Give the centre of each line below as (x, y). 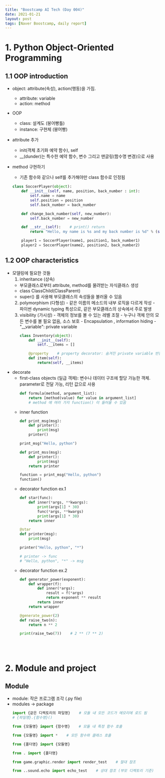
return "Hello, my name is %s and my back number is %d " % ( (94, 232)
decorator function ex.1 (43, 489)
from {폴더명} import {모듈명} (41, 744)
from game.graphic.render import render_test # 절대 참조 (74, 762)
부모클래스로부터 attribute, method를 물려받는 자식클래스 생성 (79, 285)
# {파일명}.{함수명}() (32, 718)
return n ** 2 (43, 625)
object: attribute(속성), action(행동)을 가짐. (54, 88)
